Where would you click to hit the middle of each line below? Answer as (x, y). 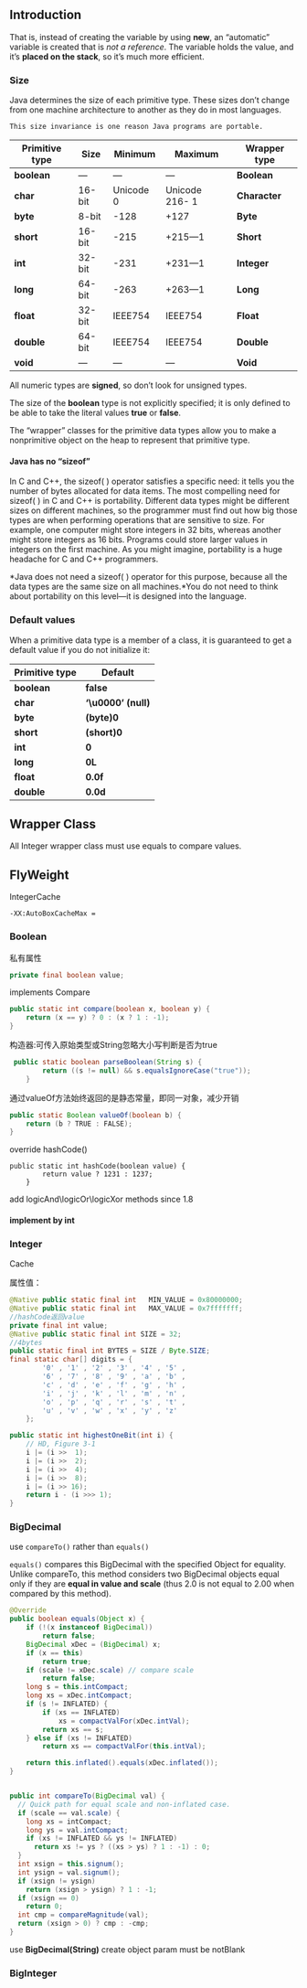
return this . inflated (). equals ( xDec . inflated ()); (122, 1763)
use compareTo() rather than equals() (79, 1547)
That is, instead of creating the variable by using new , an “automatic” (140, 37)
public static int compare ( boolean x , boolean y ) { (110, 1010)
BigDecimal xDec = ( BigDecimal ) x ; (94, 1644)
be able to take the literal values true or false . (95, 413)
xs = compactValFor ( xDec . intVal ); (124, 1721)
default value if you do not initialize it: (80, 649)
